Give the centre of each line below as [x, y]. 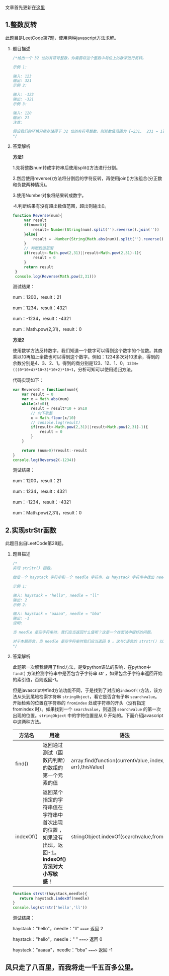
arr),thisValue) [88, 767]
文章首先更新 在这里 [25, 7]
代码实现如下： [28, 380]
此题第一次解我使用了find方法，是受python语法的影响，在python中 [82, 667]
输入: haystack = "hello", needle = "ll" [56, 595]
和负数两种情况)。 [31, 185]
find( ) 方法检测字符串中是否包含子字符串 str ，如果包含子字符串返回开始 [87, 673]
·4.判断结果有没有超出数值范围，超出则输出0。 [61, 206]
